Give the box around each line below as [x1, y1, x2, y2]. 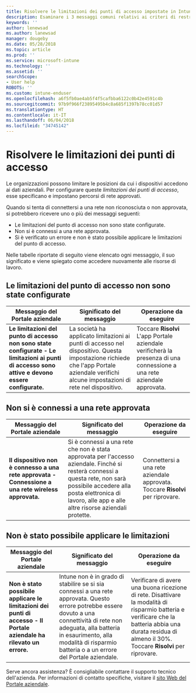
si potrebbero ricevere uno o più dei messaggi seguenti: [6, 210, 141, 217]
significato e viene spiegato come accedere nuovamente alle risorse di [6, 257, 176, 264]
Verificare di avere [131, 576, 181, 585]
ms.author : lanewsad [6, 30, 57, 36]
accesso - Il [9, 616, 44, 624]
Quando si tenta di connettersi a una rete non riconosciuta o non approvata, [6, 203, 188, 211]
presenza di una [136, 354, 181, 362]
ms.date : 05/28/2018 [6, 42, 57, 47]
